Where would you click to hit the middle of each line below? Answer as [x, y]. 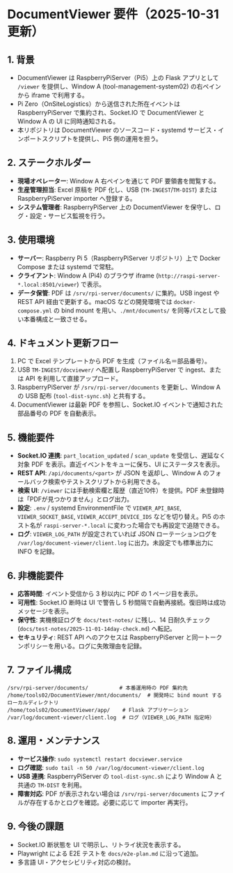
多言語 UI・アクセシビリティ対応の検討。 [76, 862]
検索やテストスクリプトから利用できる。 [106, 482]
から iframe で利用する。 [53, 95]
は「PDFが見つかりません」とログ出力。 [75, 499]
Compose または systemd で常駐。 [67, 266]
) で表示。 [91, 284]
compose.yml [34, 311]
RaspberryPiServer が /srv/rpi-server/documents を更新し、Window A [119, 387]
